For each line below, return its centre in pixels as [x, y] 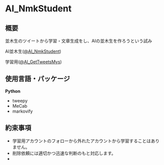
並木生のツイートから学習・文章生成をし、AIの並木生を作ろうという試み [79, 41]
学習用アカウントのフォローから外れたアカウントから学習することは [82, 141]
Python [13, 91]
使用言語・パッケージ [38, 79]
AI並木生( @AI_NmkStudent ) [33, 51]
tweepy [20, 101]
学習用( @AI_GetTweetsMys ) [34, 62]
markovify [22, 111]
